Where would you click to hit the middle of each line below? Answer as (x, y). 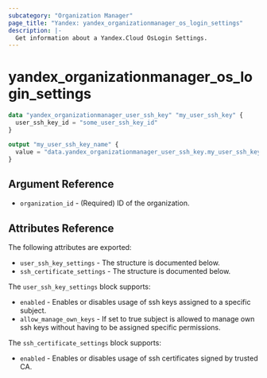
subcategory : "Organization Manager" (71, 16)
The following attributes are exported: (70, 247)
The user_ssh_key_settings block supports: (79, 286)
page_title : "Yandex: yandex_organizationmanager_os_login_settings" (126, 23)
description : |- (35, 30)
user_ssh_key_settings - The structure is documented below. (120, 263)
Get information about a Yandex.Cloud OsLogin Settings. (112, 38)
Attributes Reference (61, 228)
